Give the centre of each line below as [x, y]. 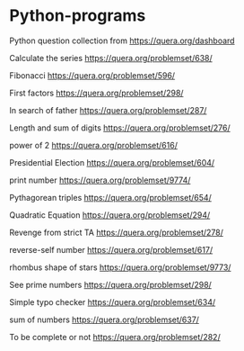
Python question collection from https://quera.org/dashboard [122, 40]
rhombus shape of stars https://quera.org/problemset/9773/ [120, 267]
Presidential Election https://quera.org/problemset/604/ [112, 162]
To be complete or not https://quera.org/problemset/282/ [115, 337]
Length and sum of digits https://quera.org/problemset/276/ [120, 128]
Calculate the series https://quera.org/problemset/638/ [111, 58]
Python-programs [78, 16]
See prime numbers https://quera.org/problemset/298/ [111, 284]
